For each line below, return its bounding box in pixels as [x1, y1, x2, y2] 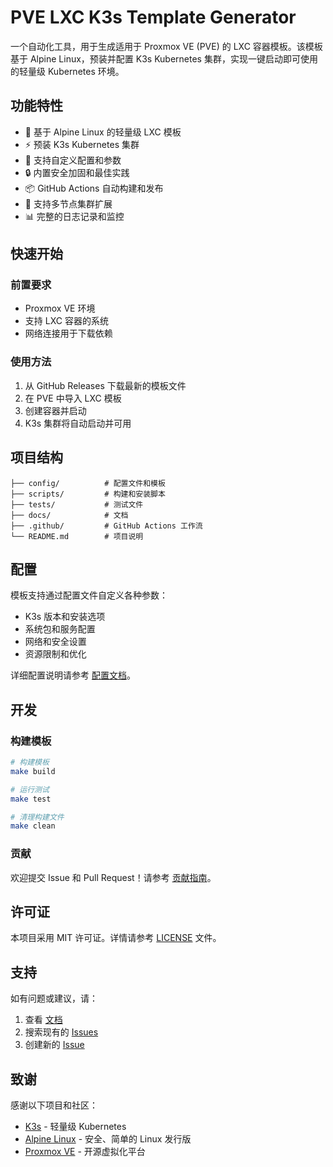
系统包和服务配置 [24, 623, 96, 635]
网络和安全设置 [24, 636, 87, 648]
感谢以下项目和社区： [10, 1099, 98, 1111]
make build [10, 766, 56, 776]
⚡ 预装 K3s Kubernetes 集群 [24, 138, 140, 150]
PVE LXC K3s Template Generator [10, 6, 297, 29]
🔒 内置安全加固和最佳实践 [24, 166, 130, 178]
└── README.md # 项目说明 [10, 531, 144, 541]
